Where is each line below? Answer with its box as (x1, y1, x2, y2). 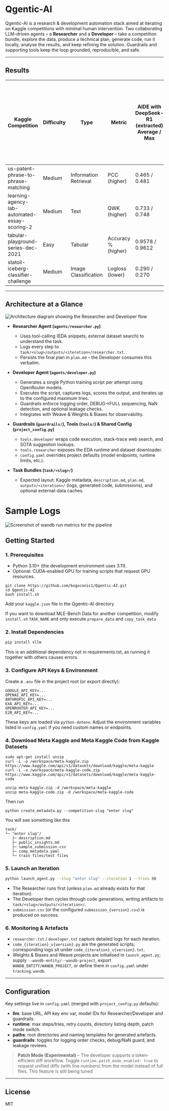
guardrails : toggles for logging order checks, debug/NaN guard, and (12, 1037, 155, 1043)
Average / (137, 128, 162, 135)
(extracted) (135, 122, 163, 129)
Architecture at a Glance (5, 300, 83, 309)
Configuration (5, 987, 50, 996)
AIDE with (137, 103, 162, 110)
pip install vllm (5, 640, 42, 645)
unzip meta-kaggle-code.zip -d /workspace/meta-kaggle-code (5, 790, 134, 795)
